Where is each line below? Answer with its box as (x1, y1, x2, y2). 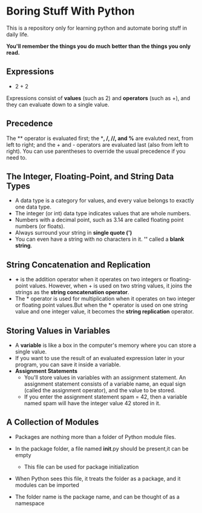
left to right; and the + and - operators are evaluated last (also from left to (6, 141, 189, 148)
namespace (15, 499, 45, 507)
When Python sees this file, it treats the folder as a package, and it (15, 475, 181, 482)
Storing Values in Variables (6, 326, 111, 336)
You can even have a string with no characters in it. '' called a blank (15, 235, 184, 243)
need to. (6, 153, 27, 161)
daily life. (6, 30, 29, 38)
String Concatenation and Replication (6, 260, 151, 270)
